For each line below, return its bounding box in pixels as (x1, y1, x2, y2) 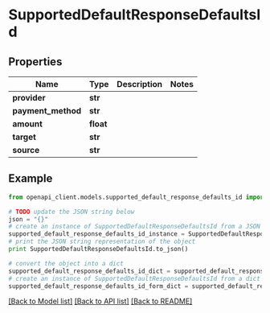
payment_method (12, 105, 82, 116)
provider (12, 93, 46, 103)
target (12, 131, 36, 142)
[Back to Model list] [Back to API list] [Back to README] (8, 296, 193, 307)
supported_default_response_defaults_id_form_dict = (8, 282, 189, 290)
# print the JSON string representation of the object (8, 237, 196, 246)
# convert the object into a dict (8, 259, 125, 267)
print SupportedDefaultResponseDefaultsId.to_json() (8, 245, 189, 253)
